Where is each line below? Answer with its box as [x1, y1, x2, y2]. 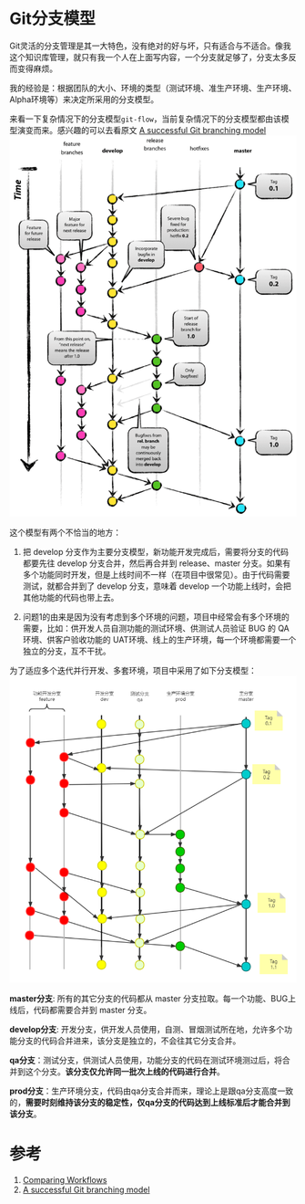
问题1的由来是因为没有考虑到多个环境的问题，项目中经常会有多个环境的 [22, 612, 290, 623]
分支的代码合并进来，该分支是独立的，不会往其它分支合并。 [16, 1035, 241, 1046]
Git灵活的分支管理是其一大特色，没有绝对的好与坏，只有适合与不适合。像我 [9, 40, 291, 51]
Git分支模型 [9, 8, 96, 29]
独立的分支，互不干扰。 [22, 645, 111, 657]
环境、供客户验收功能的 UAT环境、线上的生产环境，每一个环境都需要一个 [22, 634, 297, 645]
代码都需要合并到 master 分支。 [33, 1005, 152, 1016]
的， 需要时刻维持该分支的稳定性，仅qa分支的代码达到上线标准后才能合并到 [9, 1097, 290, 1108]
